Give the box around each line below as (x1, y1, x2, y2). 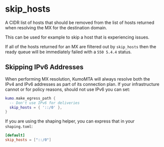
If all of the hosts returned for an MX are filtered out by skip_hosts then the (5, 43, 157, 49)
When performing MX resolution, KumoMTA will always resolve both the (5, 76, 150, 82)
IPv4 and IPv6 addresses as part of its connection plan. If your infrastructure (5, 81, 160, 87)
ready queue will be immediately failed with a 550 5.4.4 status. (5, 49, 132, 55)
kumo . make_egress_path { (5, 96, 56, 101)
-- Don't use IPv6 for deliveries (9, 100, 80, 105)
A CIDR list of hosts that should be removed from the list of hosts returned (5, 20, 155, 25)
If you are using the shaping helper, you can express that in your (5, 118, 135, 124)
